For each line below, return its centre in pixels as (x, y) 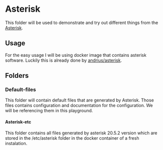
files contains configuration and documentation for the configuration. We (79, 105)
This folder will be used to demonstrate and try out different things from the (82, 23)
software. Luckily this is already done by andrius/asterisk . (64, 60)
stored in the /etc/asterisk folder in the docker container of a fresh (72, 138)
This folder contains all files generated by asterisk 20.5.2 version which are (81, 133)
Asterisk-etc (18, 122)
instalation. (16, 143)
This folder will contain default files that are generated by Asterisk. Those (80, 100)
